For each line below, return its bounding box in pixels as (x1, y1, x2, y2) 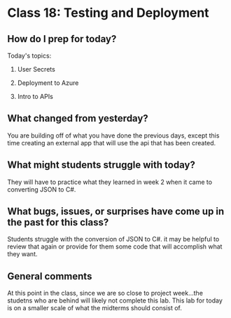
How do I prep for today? (7, 33, 117, 45)
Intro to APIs (17, 93, 54, 100)
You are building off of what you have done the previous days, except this (7, 131, 220, 140)
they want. (7, 250, 38, 258)
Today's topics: (7, 51, 52, 60)
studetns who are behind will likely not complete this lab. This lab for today (7, 296, 223, 305)
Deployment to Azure (17, 79, 79, 87)
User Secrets (17, 65, 56, 73)
